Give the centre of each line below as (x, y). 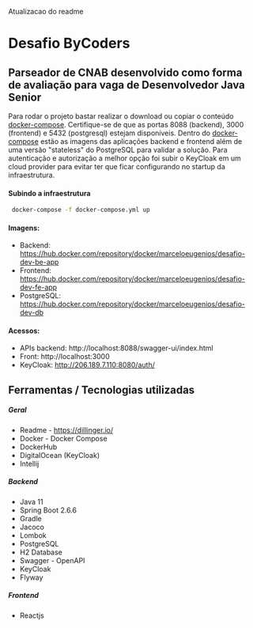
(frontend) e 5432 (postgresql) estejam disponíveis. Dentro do (110, 133)
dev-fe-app (38, 287)
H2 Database (41, 552)
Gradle (30, 518)
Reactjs (32, 615)
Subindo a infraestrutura (49, 193)
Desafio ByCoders (69, 44)
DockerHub (38, 447)
